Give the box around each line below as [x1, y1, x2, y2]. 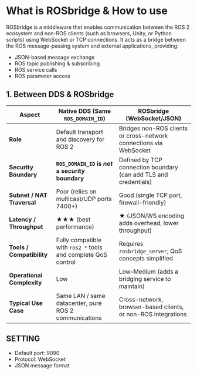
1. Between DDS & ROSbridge [6, 89, 114, 99]
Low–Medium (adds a [118, 267, 179, 276]
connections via [118, 139, 163, 147]
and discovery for [56, 135, 105, 143]
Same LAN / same [56, 292, 106, 300]
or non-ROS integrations [118, 310, 188, 318]
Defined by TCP [118, 156, 163, 164]
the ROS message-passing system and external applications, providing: [6, 42, 179, 49]
